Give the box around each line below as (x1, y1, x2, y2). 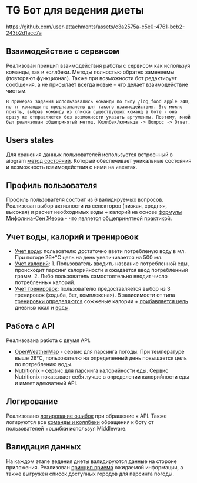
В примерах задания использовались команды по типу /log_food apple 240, (6, 98, 191, 104)
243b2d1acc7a (6, 29, 42, 36)
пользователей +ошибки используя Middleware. (6, 425, 128, 432)
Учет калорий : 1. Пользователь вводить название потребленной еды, (14, 260, 189, 267)
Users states (6, 135, 54, 145)
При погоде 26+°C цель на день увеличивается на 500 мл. (14, 254, 163, 261)
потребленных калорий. (14, 279, 75, 286)
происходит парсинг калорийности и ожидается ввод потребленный (14, 267, 188, 274)
